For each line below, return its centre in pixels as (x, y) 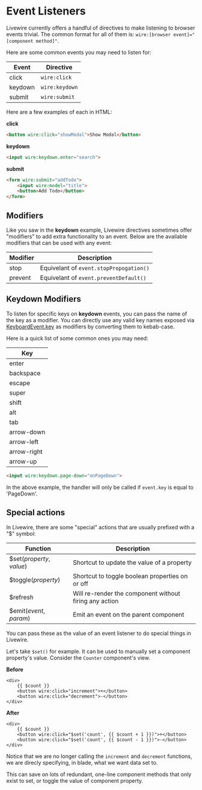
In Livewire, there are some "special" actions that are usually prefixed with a (100, 527)
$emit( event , (27, 611)
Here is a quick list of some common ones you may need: (77, 338)
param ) (20, 618)
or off (81, 584)
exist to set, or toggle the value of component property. (75, 780)
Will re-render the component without (127, 593)
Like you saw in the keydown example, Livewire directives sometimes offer (99, 230)
